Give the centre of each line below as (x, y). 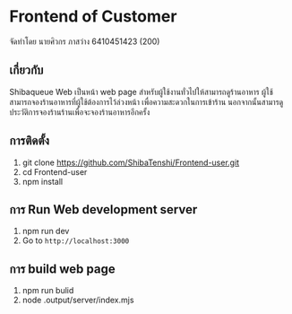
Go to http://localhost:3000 (76, 240)
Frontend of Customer (93, 17)
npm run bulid (48, 291)
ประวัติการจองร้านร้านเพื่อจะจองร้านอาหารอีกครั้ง (80, 112)
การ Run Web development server (103, 209)
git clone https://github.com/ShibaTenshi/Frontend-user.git (131, 162)
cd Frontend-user (55, 171)
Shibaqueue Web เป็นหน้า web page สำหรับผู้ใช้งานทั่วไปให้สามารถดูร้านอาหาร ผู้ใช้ (141, 92)
